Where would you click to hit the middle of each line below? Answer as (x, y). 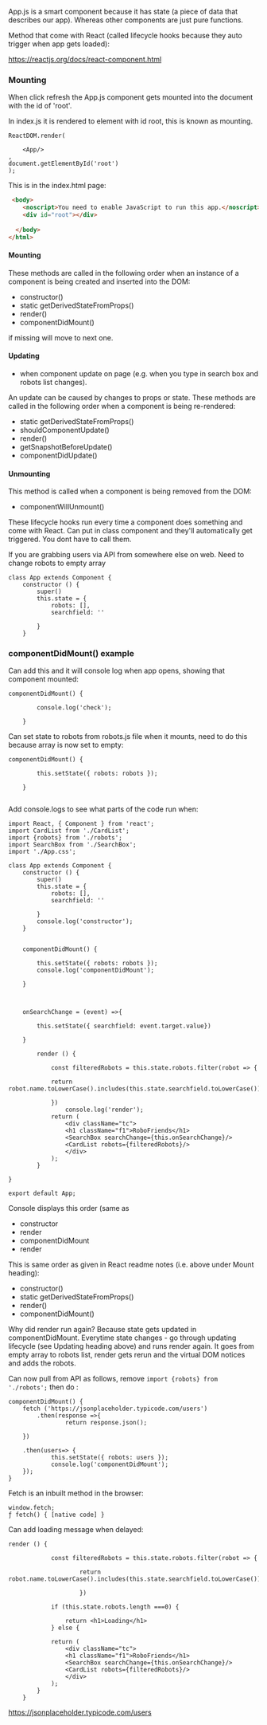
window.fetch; (32, 1508)
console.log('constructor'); (85, 921)
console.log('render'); (104, 1110)
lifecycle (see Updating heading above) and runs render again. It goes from (131, 1346)
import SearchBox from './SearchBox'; (72, 845)
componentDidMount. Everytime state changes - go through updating (122, 1338)
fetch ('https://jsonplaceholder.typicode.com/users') (115, 1409)
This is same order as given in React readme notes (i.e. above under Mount (131, 1265)
